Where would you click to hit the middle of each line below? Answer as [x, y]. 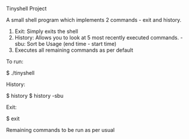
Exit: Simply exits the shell [46, 31]
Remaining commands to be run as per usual [61, 130]
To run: [15, 62]
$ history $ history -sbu [35, 96]
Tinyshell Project [27, 9]
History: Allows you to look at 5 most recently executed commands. [97, 37]
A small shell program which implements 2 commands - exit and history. [94, 20]
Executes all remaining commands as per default [74, 50]
